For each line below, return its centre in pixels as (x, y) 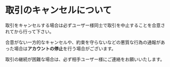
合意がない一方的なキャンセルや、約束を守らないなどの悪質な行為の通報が (83, 42)
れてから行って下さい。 (30, 31)
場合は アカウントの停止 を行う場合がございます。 (65, 48)
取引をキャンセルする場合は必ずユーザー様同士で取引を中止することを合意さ (85, 25)
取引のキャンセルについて (59, 10)
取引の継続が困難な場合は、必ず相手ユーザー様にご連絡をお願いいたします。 (85, 59)
